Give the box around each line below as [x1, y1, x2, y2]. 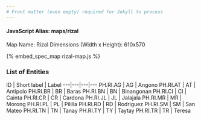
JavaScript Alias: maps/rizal [6, 28, 79, 35]
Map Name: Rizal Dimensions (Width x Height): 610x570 [6, 40, 145, 48]
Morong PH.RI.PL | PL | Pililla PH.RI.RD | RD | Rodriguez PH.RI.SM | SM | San [6, 101, 196, 108]
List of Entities [6, 68, 49, 76]
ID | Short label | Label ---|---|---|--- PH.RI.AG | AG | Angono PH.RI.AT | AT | [6, 81, 196, 89]
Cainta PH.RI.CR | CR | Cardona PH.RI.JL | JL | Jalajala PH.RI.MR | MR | [6, 94, 182, 101]
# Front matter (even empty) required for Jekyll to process [6, 8, 164, 15]
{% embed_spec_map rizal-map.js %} [6, 52, 101, 60]
